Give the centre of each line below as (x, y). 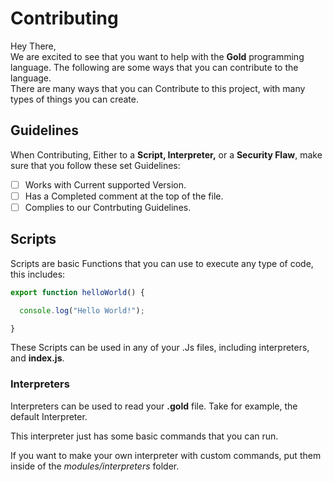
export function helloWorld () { (77, 292)
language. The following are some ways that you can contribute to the (154, 67)
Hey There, (33, 46)
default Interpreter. (49, 416)
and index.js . (37, 358)
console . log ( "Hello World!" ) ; (82, 310)
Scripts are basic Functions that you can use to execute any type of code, (162, 263)
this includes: (38, 274)
